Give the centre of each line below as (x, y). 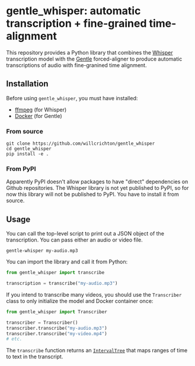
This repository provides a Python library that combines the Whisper (89, 52)
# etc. (14, 339)
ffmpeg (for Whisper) (41, 109)
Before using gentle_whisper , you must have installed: (72, 98)
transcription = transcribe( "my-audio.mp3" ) (62, 284)
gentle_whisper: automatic (73, 11)
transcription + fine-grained (76, 23)
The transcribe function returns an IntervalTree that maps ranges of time (97, 351)
